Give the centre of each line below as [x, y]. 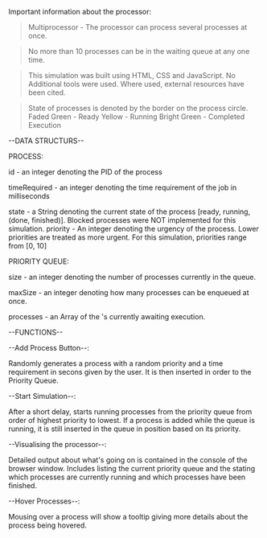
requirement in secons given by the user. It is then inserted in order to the [130, 372]
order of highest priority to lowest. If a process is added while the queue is [132, 420]
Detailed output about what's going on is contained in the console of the [128, 460]
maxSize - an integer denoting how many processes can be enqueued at [129, 292]
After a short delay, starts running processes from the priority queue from [130, 412]
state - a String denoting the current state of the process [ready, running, [129, 212]
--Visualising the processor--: [58, 444]
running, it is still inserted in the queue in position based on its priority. [125, 429]
